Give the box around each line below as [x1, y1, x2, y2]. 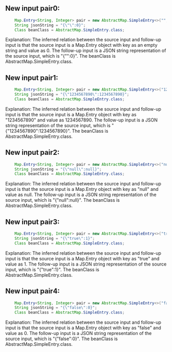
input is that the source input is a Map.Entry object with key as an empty [5, 42, 158, 48]
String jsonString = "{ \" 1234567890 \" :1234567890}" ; [14, 92, 130, 97]
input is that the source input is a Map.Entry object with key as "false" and [5, 325, 161, 331]
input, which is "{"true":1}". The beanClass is [5, 266, 100, 272]
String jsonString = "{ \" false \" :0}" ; [14, 305, 97, 310]
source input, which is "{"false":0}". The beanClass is [5, 336, 118, 342]
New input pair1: [5, 73, 58, 82]
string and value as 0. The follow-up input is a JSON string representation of [5, 47, 166, 54]
